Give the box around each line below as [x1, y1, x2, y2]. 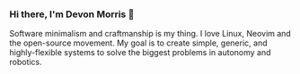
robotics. [9, 57, 42, 68]
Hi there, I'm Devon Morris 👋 [9, 8, 135, 21]
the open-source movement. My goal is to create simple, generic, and [9, 37, 268, 48]
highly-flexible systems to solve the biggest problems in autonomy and [9, 47, 271, 58]
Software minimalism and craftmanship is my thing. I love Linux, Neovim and [9, 29, 292, 39]
